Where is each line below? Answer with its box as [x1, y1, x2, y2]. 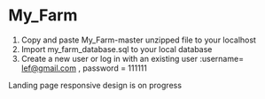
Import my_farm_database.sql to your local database [20, 43, 213, 54]
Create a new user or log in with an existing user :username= [20, 53, 245, 64]
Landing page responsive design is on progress [8, 80, 183, 90]
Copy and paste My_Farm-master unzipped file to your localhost [20, 34, 256, 45]
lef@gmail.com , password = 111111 [20, 63, 148, 73]
